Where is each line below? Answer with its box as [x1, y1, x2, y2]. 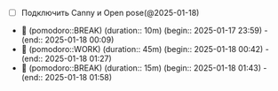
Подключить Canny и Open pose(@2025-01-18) [20, 8, 200, 18]
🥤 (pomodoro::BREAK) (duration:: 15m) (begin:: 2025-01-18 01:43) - [20, 63, 267, 73]
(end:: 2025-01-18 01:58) [20, 72, 113, 83]
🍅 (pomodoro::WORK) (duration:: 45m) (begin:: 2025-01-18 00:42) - [20, 44, 270, 55]
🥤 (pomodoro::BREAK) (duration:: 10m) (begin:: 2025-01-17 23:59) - [20, 26, 268, 36]
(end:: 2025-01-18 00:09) [20, 34, 115, 45]
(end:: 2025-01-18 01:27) [20, 53, 112, 64]
